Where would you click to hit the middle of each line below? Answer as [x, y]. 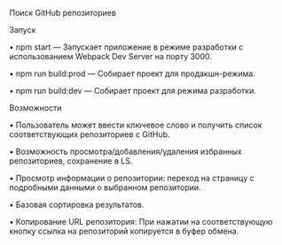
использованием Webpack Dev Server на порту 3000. [111, 56]
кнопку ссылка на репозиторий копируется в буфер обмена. [124, 231]
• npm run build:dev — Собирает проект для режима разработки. [133, 91]
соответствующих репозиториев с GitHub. [90, 134]
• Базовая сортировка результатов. [77, 204]
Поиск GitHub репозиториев [63, 13]
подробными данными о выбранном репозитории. [105, 188]
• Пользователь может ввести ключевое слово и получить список [136, 125]
